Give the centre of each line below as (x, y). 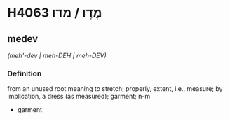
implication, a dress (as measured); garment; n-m (79, 97)
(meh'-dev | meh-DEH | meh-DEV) (57, 55)
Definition (25, 73)
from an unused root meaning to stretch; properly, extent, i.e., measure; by (115, 89)
